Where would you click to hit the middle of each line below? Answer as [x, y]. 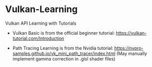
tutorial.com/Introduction [38, 38]
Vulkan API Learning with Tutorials [41, 23]
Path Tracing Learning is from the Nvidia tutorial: [63, 48]
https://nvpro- [129, 48]
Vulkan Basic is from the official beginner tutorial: [63, 33]
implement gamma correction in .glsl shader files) [64, 58]
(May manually [132, 53]
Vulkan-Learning [42, 9]
